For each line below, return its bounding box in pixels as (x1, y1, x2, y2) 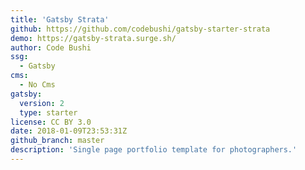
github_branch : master (10, 136, 105, 146)
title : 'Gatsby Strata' (10, 14, 110, 25)
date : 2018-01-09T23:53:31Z (10, 126, 128, 136)
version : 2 (19, 98, 65, 108)
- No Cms (19, 80, 56, 90)
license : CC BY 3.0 (10, 117, 92, 127)
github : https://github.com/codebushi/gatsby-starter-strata (10, 24, 271, 34)
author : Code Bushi (10, 42, 92, 53)
